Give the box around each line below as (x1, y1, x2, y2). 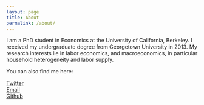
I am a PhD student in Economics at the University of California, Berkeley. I (6, 37, 192, 44)
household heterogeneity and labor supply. (6, 56, 114, 64)
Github (6, 92, 23, 100)
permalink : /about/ (6, 20, 56, 26)
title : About (6, 15, 39, 21)
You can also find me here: (6, 68, 73, 75)
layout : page (6, 8, 39, 15)
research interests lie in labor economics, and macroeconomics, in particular (6, 50, 198, 57)
